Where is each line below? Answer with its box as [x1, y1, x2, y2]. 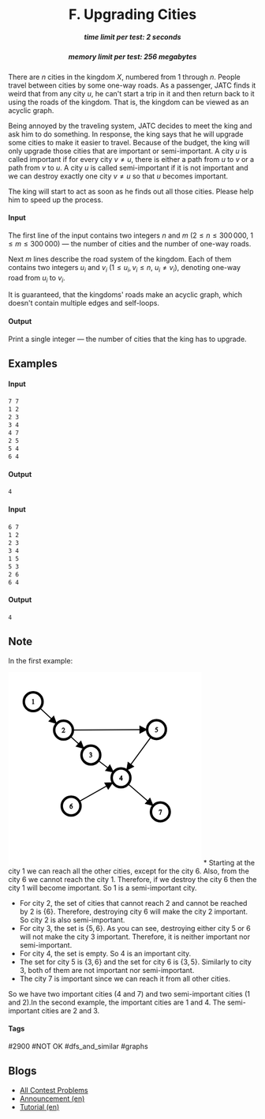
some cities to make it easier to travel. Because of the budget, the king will [8, 137, 250, 147]
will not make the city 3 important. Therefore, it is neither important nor [19, 932, 251, 941]
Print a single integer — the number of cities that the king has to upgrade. [8, 334, 247, 344]
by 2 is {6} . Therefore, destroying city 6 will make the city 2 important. [19, 907, 248, 916]
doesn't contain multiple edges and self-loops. [8, 299, 160, 308]
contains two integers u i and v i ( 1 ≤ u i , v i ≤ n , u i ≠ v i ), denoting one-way [8, 262, 241, 274]
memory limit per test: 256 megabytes [68, 52, 197, 62]
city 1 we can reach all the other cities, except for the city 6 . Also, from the [8, 866, 250, 876]
